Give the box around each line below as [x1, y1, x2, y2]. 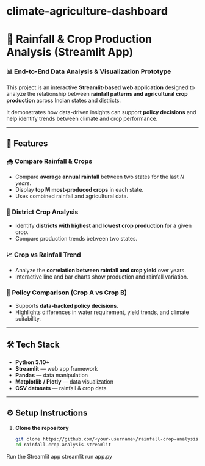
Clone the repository [15, 424, 69, 431]
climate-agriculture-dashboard [6, 4, 168, 18]
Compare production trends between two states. [15, 235, 138, 242]
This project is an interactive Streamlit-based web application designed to [6, 84, 195, 91]
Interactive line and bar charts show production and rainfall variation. [15, 273, 189, 280]
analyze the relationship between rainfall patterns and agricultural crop [6, 90, 188, 97]
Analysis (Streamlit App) [6, 45, 133, 59]
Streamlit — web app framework [15, 365, 98, 373]
